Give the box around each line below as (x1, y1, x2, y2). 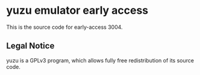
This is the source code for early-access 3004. (6, 23, 123, 31)
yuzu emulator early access (6, 4, 149, 17)
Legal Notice (6, 41, 55, 51)
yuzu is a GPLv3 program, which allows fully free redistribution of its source (6, 56, 195, 64)
